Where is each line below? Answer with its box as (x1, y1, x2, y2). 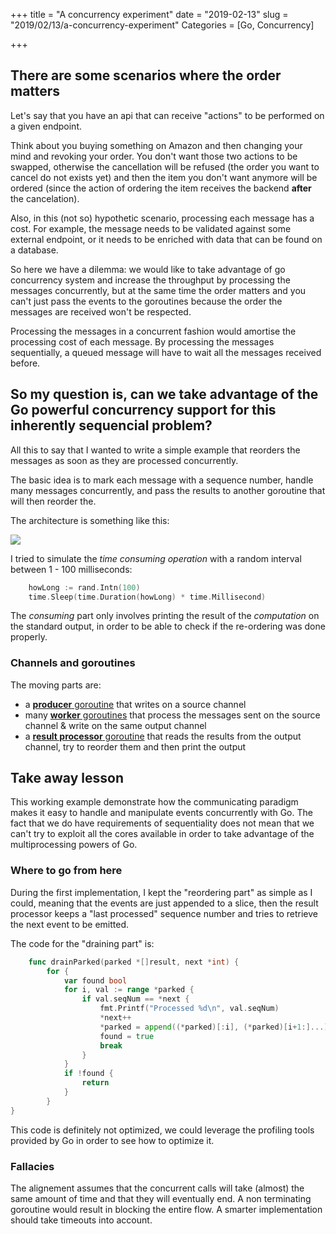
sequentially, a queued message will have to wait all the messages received (10, 346, 322, 358)
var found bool (63, 975, 128, 986)
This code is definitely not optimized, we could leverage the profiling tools (10, 1124, 315, 1136)
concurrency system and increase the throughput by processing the (10, 274, 291, 286)
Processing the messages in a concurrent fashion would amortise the (10, 325, 297, 337)
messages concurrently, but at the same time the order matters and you (10, 284, 307, 296)
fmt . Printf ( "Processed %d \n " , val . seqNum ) (99, 1004, 280, 1014)
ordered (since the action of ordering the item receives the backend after (10, 182, 312, 194)
